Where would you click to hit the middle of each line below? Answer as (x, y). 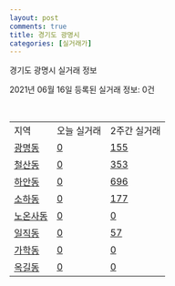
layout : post (34, 18)
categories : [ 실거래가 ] (51, 43)
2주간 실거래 (135, 131)
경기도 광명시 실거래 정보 (53, 70)
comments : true (38, 26)
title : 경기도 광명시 (45, 35)
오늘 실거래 (79, 131)
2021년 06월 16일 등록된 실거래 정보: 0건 (82, 90)
